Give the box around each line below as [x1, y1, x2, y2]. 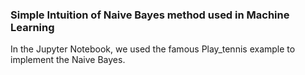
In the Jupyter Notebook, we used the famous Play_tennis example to [10, 43, 296, 55]
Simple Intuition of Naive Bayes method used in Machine [10, 8, 290, 22]
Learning [10, 20, 55, 34]
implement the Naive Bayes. [10, 54, 126, 66]
